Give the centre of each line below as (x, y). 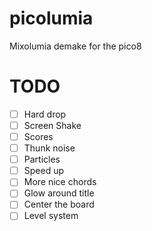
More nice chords (60, 182)
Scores (38, 136)
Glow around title (59, 193)
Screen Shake (52, 125)
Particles (42, 159)
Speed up (44, 171)
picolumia (51, 18)
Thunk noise (49, 148)
